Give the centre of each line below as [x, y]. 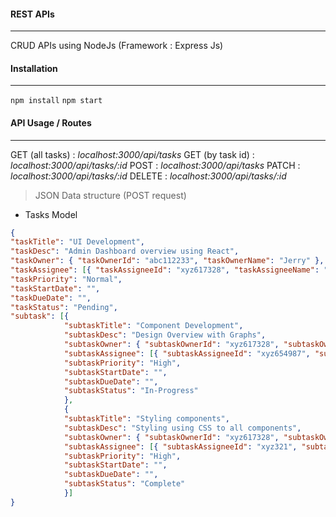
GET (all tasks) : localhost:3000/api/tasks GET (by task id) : [132, 154]
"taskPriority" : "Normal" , [66, 279]
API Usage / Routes [51, 123]
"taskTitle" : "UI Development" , [77, 242]
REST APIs [32, 14]
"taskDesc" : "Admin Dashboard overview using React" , [125, 251]
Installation [34, 68]
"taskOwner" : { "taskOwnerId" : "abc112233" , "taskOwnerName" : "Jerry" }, [167, 261]
